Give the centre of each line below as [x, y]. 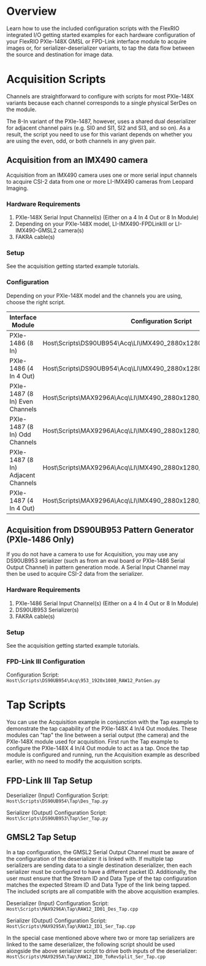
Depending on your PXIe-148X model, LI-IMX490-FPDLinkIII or [94, 224]
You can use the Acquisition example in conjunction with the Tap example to [103, 722]
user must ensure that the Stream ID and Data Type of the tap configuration [102, 878]
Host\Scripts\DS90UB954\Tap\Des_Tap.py [57, 801]
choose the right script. [36, 302]
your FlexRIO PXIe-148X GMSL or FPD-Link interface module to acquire [97, 41]
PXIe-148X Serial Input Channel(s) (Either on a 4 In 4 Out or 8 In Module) [107, 217]
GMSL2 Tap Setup [41, 837]
